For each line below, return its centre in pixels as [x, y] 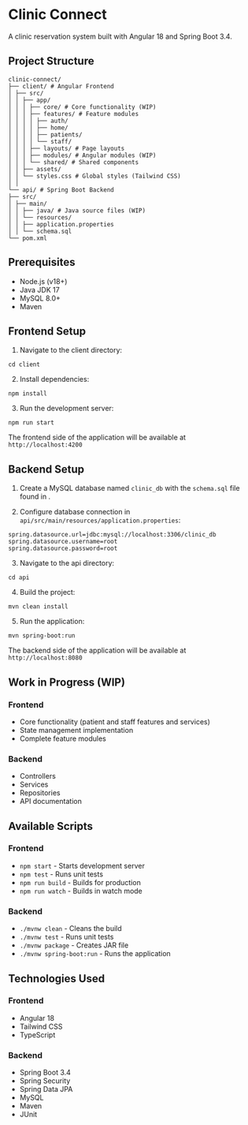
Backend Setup [46, 469]
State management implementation [76, 730]
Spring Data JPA [46, 1089]
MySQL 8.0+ [40, 298]
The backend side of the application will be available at [97, 650]
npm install [28, 394]
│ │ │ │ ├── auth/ [38, 121]
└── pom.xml [28, 238]
